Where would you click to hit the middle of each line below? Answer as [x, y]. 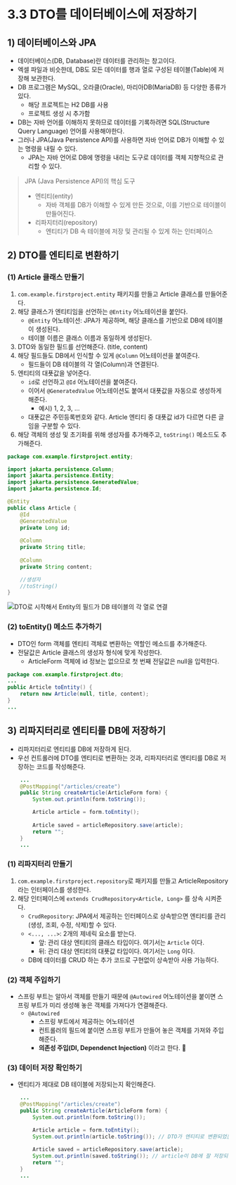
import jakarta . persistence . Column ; [61, 469]
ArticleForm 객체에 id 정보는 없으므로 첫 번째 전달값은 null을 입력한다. [124, 661]
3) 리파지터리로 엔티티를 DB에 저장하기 [87, 731]
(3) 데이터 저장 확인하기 [45, 1068]
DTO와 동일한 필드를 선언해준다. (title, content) [83, 347]
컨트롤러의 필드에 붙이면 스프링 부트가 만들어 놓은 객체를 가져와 [125, 1030]
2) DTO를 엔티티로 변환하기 [63, 255]
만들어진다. [60, 214]
